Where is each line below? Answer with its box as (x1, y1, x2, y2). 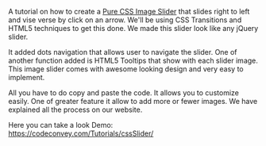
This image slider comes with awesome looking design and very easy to (8, 64, 244, 74)
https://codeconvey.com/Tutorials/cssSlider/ (8, 129, 154, 138)
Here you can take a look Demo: (8, 121, 114, 129)
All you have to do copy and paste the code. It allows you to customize (8, 88, 240, 98)
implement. (8, 73, 45, 82)
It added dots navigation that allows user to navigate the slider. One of (8, 48, 237, 56)
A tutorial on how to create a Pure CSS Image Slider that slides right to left (8, 7, 250, 16)
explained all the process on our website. (8, 105, 143, 114)
